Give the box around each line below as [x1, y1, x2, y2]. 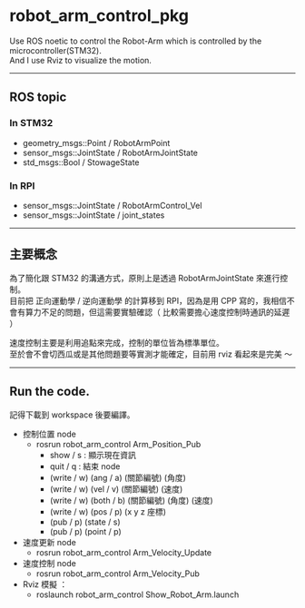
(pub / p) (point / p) [49, 525, 123, 536]
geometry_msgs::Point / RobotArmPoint [22, 137, 171, 148]
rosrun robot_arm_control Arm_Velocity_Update [35, 546, 212, 558]
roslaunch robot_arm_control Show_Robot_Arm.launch [35, 589, 240, 600]
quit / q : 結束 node [49, 460, 121, 472]
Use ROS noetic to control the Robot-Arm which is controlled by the [9, 35, 262, 46]
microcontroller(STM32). [9, 44, 103, 55]
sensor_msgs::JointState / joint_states [22, 210, 165, 221]
